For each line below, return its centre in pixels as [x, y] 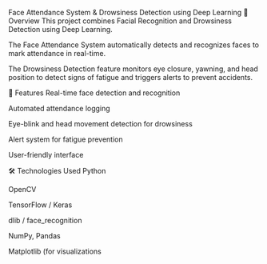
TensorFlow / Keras [40, 205]
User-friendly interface [46, 155]
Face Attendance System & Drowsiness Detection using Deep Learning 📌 [128, 12]
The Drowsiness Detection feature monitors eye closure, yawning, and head [133, 69]
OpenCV [22, 189]
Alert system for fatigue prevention [66, 139]
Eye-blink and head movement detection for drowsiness [101, 124]
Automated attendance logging [59, 108]
